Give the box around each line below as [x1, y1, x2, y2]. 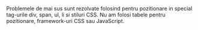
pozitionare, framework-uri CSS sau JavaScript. [6, 18, 125, 24]
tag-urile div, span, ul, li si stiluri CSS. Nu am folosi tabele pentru [6, 11, 166, 18]
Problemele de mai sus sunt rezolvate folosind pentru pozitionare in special [6, 5, 193, 12]
